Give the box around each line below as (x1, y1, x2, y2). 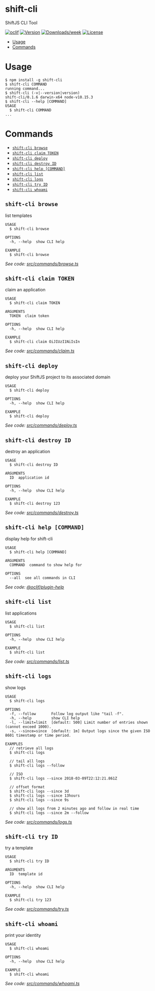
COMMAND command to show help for (9, 562, 82, 567)
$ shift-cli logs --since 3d (9, 789, 69, 794)
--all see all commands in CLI (9, 575, 76, 580)
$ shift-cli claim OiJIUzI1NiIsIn (9, 340, 80, 344)
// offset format (9, 784, 45, 789)
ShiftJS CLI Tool (5, 20, 38, 26)
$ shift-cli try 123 (9, 898, 52, 902)
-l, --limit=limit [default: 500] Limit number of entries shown (9, 720, 148, 725)
